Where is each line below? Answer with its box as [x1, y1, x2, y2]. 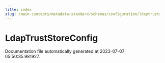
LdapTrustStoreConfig [5, 32, 98, 44]
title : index [5, 7, 32, 12]
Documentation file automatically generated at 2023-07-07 [5, 48, 125, 54]
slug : [5, 12, 16, 16]
